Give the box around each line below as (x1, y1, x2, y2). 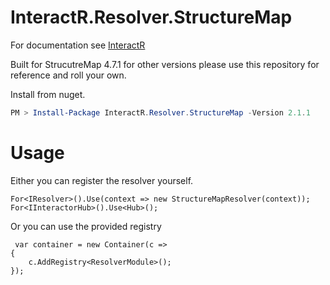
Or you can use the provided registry (10, 220, 162, 232)
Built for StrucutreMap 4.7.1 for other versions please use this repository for (10, 58, 320, 70)
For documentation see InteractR (10, 39, 146, 51)
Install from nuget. (10, 88, 86, 100)
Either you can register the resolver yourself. (10, 174, 194, 186)
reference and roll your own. (10, 69, 127, 81)
